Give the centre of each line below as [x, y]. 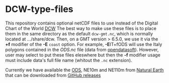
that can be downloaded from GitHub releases [53, 75]
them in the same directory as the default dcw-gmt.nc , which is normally [79, 33]
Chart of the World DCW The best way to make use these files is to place [81, 28]
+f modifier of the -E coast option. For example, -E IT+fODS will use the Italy [84, 44]
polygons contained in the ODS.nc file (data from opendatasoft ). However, [82, 49]
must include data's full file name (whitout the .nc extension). [69, 60]
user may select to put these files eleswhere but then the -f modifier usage [83, 55]
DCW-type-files [39, 9]
